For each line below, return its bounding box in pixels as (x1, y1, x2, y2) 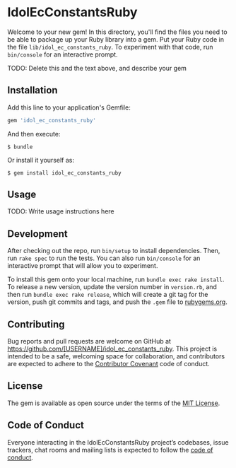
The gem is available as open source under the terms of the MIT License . (7, 399, 220, 407)
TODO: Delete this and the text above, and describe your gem (7, 64, 187, 72)
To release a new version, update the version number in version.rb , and (7, 283, 218, 291)
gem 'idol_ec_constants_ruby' (7, 117, 97, 124)
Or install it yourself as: (7, 156, 74, 164)
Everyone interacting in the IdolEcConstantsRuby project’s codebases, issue (7, 438, 229, 446)
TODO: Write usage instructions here (7, 207, 114, 216)
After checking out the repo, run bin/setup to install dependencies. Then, (7, 247, 220, 255)
